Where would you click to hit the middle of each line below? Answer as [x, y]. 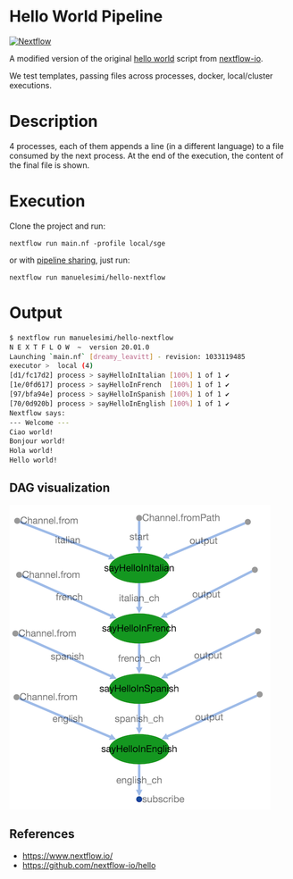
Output [36, 313]
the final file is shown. [50, 165]
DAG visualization [60, 488]
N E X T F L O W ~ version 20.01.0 [80, 347]
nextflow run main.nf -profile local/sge [88, 243]
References [42, 834]
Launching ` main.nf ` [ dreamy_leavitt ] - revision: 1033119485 [127, 356]
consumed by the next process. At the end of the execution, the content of [146, 155]
